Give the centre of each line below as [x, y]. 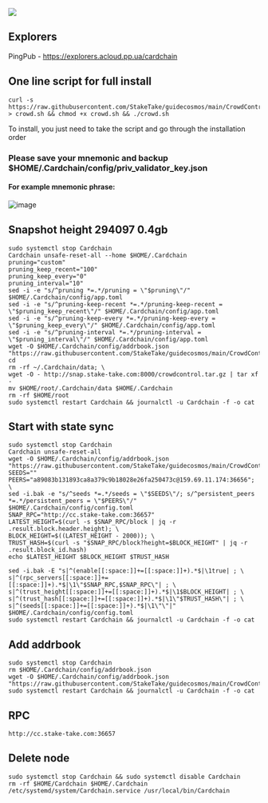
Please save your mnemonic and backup [89, 158]
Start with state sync [61, 427]
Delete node [39, 759]
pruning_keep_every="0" [48, 276]
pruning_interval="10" [46, 283]
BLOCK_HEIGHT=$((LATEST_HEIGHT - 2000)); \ [82, 536]
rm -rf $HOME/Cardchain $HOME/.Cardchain [78, 784]
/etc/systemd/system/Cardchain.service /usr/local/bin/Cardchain [119, 791]
